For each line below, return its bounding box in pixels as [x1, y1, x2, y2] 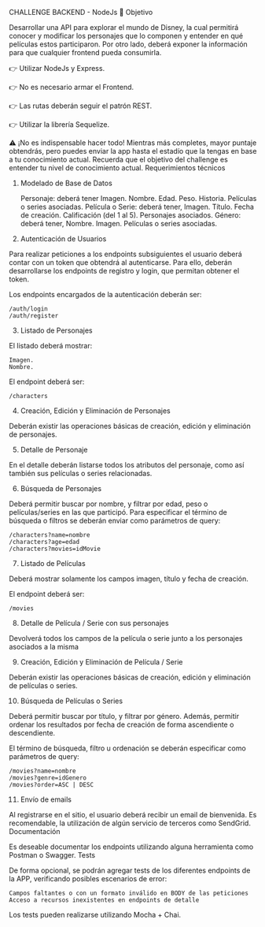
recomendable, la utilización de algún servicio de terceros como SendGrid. [9, 818, 251, 828]
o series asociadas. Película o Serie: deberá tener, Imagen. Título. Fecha [20, 202, 255, 211]
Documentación [9, 827, 61, 836]
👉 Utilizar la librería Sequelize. [9, 120, 109, 129]
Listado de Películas [20, 559, 86, 568]
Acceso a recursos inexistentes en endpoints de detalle [9, 896, 200, 904]
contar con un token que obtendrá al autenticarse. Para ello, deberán [9, 258, 233, 267]
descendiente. [9, 728, 56, 737]
